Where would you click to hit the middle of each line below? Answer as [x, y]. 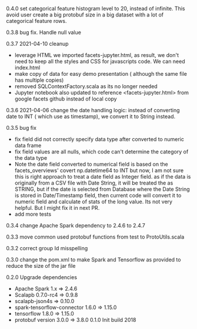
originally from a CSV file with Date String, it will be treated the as [94, 183]
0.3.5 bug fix [21, 128]
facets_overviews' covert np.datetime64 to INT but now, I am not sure [99, 170]
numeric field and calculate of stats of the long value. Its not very [93, 202]
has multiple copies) [39, 80]
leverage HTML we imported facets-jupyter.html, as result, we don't [97, 55]
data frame [28, 145]
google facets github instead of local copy [66, 99]
